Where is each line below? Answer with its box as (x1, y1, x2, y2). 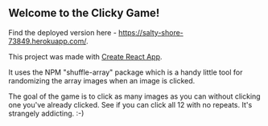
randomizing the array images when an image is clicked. (8, 75, 196, 85)
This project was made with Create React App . (8, 51, 163, 61)
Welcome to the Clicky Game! (8, 6, 160, 20)
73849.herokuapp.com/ (8, 36, 87, 46)
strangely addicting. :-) (8, 108, 85, 118)
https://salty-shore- (118, 27, 183, 37)
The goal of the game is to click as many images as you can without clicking (8, 91, 261, 101)
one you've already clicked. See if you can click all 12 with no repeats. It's (8, 100, 253, 109)
